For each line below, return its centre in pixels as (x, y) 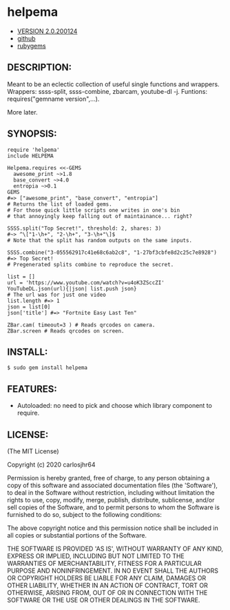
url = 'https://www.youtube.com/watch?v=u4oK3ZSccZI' (86, 283)
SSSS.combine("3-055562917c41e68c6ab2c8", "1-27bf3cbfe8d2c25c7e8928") (112, 253)
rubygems (31, 46)
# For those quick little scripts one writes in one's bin (94, 210)
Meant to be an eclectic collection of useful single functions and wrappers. (113, 84)
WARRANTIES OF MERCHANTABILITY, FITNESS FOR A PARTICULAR (104, 563)
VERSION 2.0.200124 (47, 31)
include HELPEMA (30, 156)
